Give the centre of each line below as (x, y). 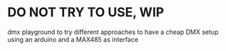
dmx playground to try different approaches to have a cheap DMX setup (113, 32)
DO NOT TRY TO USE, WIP (86, 12)
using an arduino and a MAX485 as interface (73, 39)
